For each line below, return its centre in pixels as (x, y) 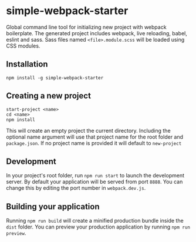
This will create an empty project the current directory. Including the (89, 130)
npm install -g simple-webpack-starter (55, 78)
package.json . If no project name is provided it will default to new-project (94, 143)
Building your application (53, 206)
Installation (27, 64)
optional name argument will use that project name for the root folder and (95, 137)
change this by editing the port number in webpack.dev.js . (76, 188)
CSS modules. (23, 46)
